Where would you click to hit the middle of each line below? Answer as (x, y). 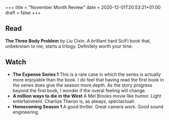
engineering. (26, 112)
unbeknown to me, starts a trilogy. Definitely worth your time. (69, 46)
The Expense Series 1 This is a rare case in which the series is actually (87, 74)
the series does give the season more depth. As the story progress (82, 85)
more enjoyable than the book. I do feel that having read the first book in (88, 79)
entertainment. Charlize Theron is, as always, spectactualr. (74, 101)
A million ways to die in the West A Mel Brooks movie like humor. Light (87, 96)
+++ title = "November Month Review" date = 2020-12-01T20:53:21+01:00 (83, 7)
